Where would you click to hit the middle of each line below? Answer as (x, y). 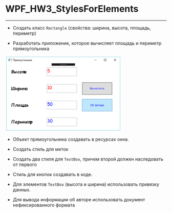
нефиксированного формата (44, 205)
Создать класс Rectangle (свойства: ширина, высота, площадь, (82, 28)
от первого (25, 164)
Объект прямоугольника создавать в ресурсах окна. (71, 139)
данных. (21, 190)
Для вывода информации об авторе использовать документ (79, 199)
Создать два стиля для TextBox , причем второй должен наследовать (88, 159)
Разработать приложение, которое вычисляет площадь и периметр (87, 43)
